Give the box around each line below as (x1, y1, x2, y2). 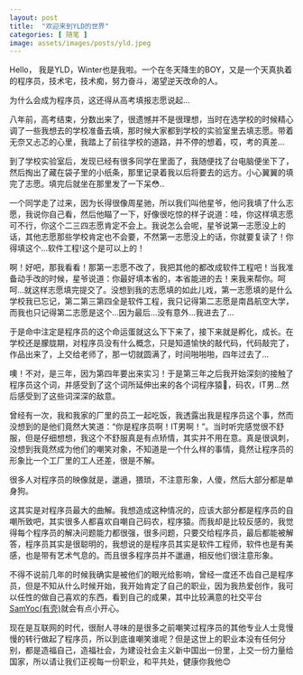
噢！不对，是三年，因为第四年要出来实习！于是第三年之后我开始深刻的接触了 (9, 368, 294, 380)
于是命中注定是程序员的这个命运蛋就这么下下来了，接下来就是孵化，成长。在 (9, 326, 294, 337)
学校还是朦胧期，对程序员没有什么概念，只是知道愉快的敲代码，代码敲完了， (9, 338, 294, 349)
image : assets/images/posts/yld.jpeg (9, 38, 151, 48)
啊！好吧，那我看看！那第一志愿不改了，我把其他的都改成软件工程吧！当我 (9, 262, 286, 273)
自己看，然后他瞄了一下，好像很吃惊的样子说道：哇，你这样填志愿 (48, 209, 294, 220)
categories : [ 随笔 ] (9, 30, 88, 39)
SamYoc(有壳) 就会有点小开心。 (9, 603, 124, 614)
